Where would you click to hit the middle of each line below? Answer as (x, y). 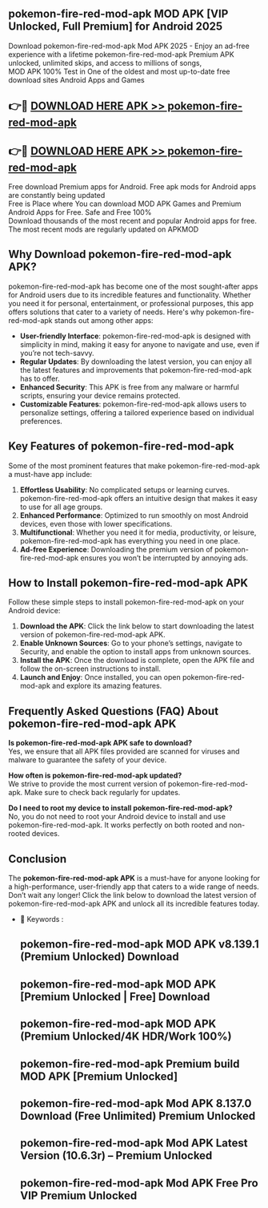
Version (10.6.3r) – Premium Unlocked (116, 1155)
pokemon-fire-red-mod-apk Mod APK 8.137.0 (136, 1103)
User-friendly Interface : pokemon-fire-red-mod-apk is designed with (135, 336)
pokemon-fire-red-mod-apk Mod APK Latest (134, 1143)
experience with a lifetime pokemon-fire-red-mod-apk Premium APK (121, 54)
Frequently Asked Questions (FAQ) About (113, 711)
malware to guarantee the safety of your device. (88, 760)
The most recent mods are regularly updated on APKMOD (104, 229)
